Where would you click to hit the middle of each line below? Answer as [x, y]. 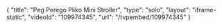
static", [17, 17]
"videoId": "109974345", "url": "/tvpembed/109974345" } [110, 17]
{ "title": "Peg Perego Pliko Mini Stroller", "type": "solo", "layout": [99, 10]
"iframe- [204, 10]
